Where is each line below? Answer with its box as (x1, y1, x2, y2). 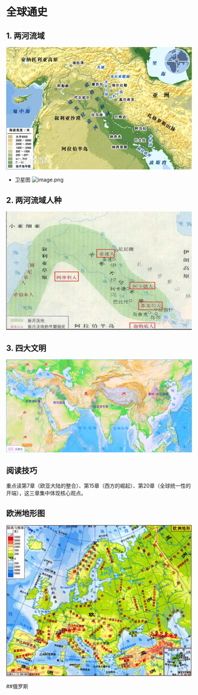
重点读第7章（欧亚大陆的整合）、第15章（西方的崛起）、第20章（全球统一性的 (6, 482, 192, 490)
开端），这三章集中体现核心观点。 (6, 490, 87, 497)
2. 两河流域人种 (6, 195, 62, 205)
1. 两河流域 (6, 31, 45, 41)
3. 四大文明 (6, 343, 47, 353)
